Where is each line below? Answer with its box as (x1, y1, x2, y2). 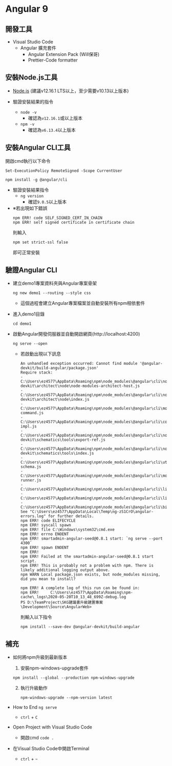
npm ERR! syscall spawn (20, 523, 72, 528)
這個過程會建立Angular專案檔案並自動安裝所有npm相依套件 (20, 300, 145, 306)
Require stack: (20, 370, 53, 375)
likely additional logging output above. (20, 567, 110, 573)
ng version (20, 193, 44, 199)
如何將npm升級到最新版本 (12, 654, 68, 660)
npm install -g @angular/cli (5, 177, 68, 182)
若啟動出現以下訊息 (20, 351, 61, 357)
